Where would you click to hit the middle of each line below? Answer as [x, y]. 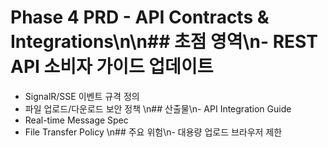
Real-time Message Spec [76, 120]
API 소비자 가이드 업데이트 [112, 67]
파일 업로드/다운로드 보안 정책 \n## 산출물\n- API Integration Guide [158, 108]
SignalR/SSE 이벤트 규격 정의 [82, 96]
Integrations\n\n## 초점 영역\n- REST [164, 42]
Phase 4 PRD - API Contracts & [140, 17]
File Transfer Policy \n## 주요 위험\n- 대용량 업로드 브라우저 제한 [153, 132]
